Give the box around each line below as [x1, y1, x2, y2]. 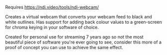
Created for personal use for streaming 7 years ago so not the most [5, 34, 144, 40]
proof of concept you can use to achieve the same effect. [5, 45, 123, 50]
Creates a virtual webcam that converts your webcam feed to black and [5, 14, 152, 19]
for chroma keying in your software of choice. [5, 24, 99, 30]
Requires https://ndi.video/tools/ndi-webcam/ [5, 4, 99, 10]
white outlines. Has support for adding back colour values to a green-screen [5, 19, 162, 25]
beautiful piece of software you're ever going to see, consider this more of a [5, 39, 162, 45]
